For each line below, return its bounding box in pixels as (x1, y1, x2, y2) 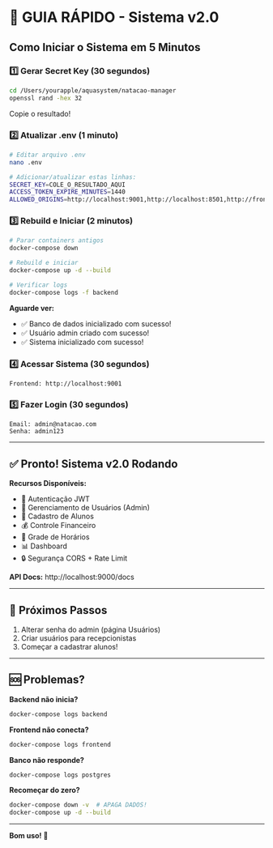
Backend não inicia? (9, 694, 79, 704)
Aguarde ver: (9, 303, 55, 313)
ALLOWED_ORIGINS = (9, 195, 68, 204)
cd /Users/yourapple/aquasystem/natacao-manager (9, 86, 177, 95)
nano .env (9, 158, 43, 166)
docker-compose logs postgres (9, 770, 112, 779)
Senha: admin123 (9, 428, 64, 436)
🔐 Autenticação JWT (20, 494, 90, 504)
